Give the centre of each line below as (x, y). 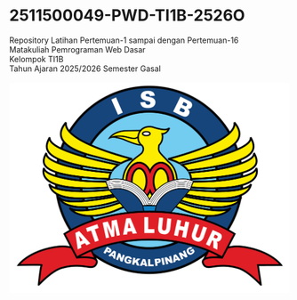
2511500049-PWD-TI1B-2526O (127, 16)
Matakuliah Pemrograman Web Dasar (77, 49)
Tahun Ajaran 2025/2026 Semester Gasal (85, 69)
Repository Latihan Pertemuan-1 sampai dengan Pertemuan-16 (124, 40)
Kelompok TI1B (36, 59)
